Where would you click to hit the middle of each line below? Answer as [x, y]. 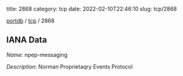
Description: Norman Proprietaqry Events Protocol [69, 66]
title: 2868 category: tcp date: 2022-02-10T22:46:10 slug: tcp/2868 [92, 9]
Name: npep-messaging [37, 55]
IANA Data [27, 40]
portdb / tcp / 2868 [31, 21]
